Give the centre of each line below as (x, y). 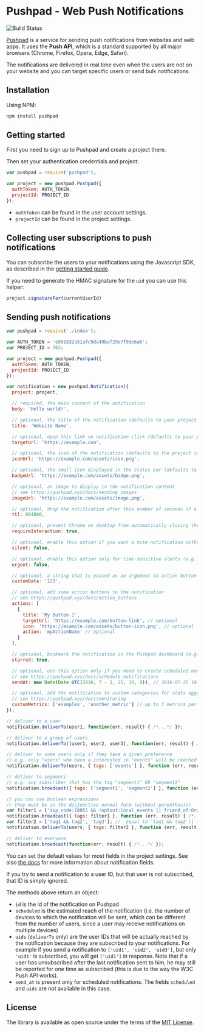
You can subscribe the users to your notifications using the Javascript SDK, (101, 262)
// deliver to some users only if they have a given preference (89, 755)
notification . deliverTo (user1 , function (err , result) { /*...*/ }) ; (95, 727)
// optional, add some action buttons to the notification (88, 592)
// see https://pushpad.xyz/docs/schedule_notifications (85, 677)
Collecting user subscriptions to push (79, 238)
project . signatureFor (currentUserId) (54, 298)
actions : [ (25, 604)
